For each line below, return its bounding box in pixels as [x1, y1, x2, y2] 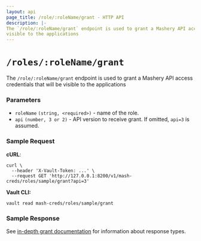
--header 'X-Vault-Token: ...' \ [11, 167, 95, 174]
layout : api [6, 8, 36, 15]
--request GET [11, 173, 47, 179]
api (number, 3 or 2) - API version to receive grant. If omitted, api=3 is [14, 116, 190, 123]
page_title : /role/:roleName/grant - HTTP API [6, 14, 124, 20]
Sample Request [6, 137, 55, 146]
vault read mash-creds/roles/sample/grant [6, 200, 114, 206]
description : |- [6, 20, 47, 26]
